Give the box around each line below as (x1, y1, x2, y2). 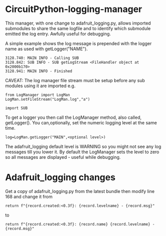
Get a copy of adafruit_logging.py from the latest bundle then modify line (5, 188, 155, 194)
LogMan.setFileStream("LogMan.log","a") (5, 97, 91, 102)
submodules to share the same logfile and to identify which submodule (5, 25, 151, 31)
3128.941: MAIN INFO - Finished (5, 69, 72, 74)
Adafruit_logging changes (5, 172, 116, 183)
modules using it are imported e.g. (5, 83, 76, 89)
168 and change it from (5, 193, 53, 199)
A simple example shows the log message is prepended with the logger (5, 40, 152, 46)
